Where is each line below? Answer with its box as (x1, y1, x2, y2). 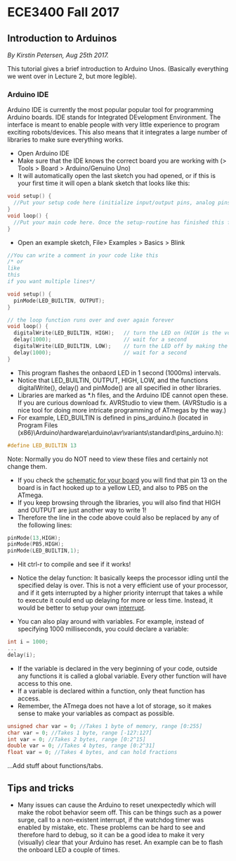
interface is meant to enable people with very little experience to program (7, 120, 220, 129)
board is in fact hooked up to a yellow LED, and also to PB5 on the (17, 483, 209, 491)
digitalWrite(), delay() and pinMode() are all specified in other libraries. (17, 383, 221, 391)
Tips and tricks (7, 782, 74, 794)
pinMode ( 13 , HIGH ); (7, 534, 61, 541)
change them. (7, 462, 48, 470)
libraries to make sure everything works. (7, 135, 124, 144)
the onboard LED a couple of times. (17, 846, 121, 854)
